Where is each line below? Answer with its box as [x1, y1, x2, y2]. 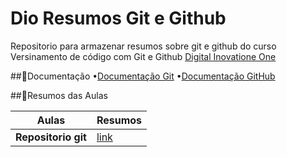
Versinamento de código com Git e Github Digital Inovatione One [10, 50, 277, 62]
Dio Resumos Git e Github [10, 7, 227, 30]
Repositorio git [15, 130, 87, 144]
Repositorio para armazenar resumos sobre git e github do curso [10, 40, 277, 52]
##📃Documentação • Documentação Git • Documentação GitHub [10, 70, 276, 82]
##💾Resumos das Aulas [10, 89, 108, 101]
